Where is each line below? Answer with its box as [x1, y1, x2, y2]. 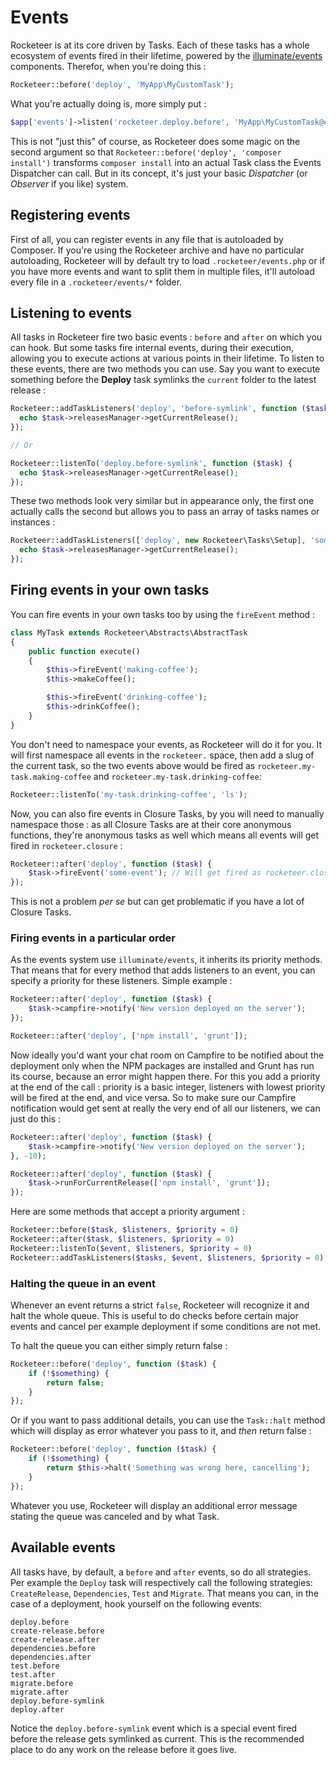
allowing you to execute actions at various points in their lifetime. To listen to [10, 352, 325, 365]
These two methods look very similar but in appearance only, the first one [10, 495, 315, 507]
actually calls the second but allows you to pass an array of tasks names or [10, 506, 320, 518]
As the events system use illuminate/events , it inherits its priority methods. [10, 954, 323, 966]
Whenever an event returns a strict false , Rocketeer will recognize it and [10, 1299, 310, 1311]
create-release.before [10, 1626, 105, 1636]
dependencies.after [10, 1652, 92, 1662]
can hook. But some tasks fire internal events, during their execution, [10, 342, 294, 354]
